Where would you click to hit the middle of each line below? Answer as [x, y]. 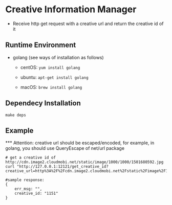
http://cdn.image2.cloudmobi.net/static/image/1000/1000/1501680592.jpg [84, 162]
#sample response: [25, 180]
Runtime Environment [41, 45]
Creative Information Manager [71, 9]
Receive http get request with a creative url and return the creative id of [88, 24]
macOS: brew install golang [51, 87]
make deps [16, 115]
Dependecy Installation [43, 103]
